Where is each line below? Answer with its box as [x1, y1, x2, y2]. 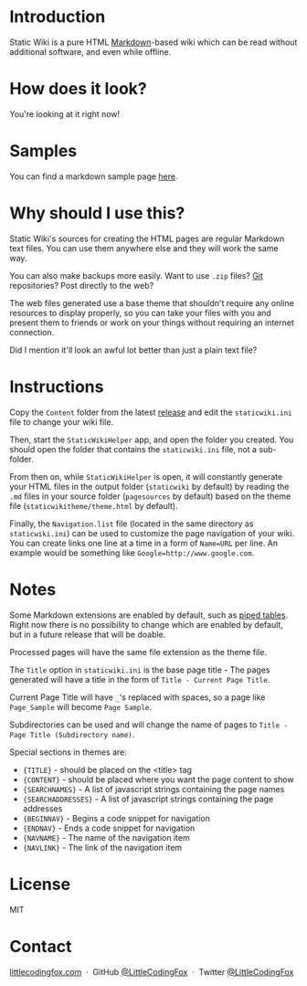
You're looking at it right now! [9, 108, 121, 120]
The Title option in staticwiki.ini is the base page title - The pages [9, 664, 271, 675]
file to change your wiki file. [9, 416, 114, 427]
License [9, 874, 71, 895]
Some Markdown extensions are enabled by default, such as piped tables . [9, 610, 289, 620]
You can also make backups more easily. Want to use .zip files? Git [9, 270, 263, 281]
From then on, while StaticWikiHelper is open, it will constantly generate [9, 471, 283, 482]
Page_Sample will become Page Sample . [9, 701, 153, 712]
